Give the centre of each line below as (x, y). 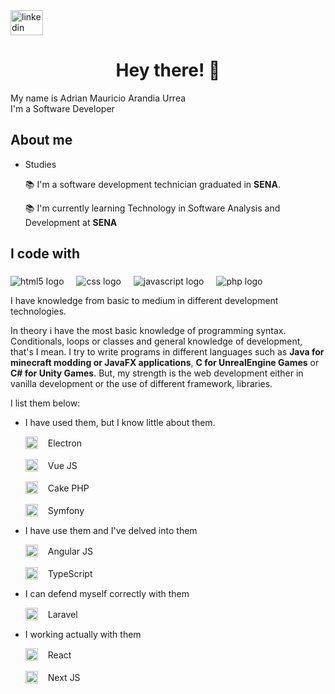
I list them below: (45, 403)
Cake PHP (68, 488)
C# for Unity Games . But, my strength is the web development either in (157, 373)
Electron (65, 443)
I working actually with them (83, 635)
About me (41, 140)
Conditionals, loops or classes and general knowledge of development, (156, 341)
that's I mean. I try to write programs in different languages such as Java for (167, 352)
